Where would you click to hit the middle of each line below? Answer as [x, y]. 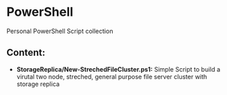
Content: [26, 53]
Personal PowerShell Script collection [60, 31]
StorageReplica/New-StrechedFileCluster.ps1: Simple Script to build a [118, 69]
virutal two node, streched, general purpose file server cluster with [112, 76]
